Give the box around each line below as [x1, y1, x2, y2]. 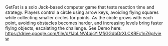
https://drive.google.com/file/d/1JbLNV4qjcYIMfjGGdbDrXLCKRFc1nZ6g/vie [5, 31, 161, 36]
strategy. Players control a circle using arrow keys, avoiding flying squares [5, 9, 159, 15]
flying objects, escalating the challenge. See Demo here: [5, 25, 122, 31]
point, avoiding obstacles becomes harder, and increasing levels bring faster [5, 20, 163, 26]
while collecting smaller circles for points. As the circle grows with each [5, 15, 153, 20]
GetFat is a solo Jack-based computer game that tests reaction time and [5, 4, 154, 10]
